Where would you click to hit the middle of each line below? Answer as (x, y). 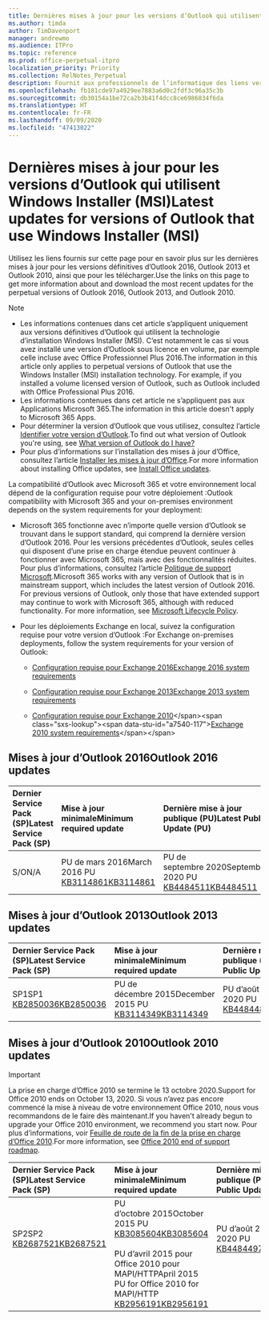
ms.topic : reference (43, 53)
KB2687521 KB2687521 (59, 1244)
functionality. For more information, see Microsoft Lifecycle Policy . (129, 611)
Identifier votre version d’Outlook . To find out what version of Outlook (133, 434)
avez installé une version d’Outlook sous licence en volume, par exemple (140, 349)
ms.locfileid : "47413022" (51, 128)
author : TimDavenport (44, 31)
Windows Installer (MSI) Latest (111, 201)
